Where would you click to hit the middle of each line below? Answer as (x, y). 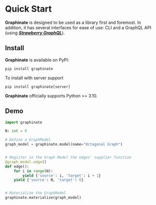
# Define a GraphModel (28, 140)
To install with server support (34, 78)
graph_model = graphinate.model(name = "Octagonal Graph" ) (64, 145)
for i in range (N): (34, 171)
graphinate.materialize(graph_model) (43, 198)
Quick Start (28, 9)
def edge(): (17, 167)
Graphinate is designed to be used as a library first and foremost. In (73, 22)
